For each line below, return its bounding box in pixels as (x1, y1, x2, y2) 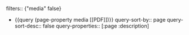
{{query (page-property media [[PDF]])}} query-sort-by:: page (14, 16, 166, 23)
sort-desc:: (14, 23, 42, 29)
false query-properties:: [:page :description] (42, 23, 150, 29)
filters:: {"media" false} (6, 5, 62, 12)
